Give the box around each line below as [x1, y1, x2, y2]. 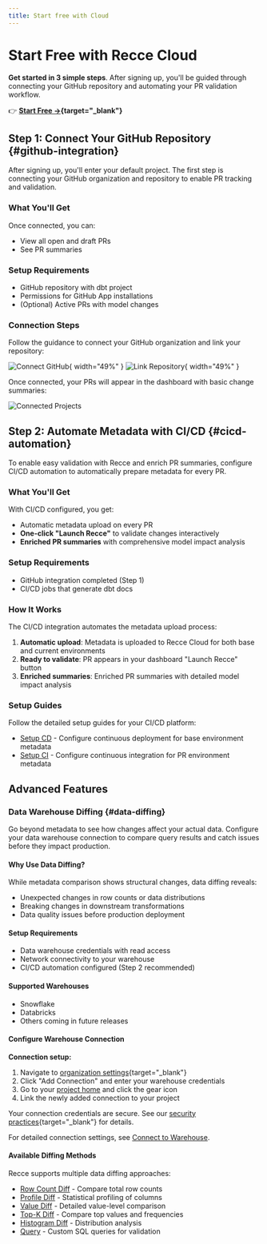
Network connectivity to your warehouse [19, 955, 155, 964]
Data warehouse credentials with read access [19, 946, 171, 955]
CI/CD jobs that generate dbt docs [19, 584, 133, 593]
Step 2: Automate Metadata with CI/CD [8, 425, 206, 438]
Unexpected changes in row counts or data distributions [19, 893, 205, 903]
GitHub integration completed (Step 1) [19, 575, 145, 584]
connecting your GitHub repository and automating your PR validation [8, 81, 237, 90]
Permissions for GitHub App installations [19, 291, 153, 301]
